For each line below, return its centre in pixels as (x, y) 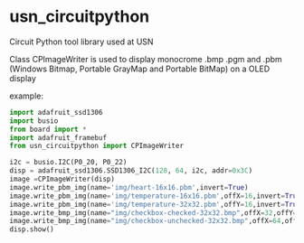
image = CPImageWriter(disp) (62, 179)
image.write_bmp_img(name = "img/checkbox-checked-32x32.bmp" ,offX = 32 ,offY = (153, 213)
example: (26, 96)
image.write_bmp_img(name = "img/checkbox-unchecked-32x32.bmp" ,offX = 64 (145, 221)
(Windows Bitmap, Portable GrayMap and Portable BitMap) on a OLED (140, 69)
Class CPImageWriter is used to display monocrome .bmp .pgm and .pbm (146, 59)
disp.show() (32, 229)
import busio (34, 121)
